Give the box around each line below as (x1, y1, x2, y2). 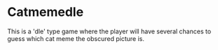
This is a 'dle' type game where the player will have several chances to (7, 27, 212, 35)
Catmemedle (7, 4, 84, 20)
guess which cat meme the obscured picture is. (7, 34, 145, 42)
